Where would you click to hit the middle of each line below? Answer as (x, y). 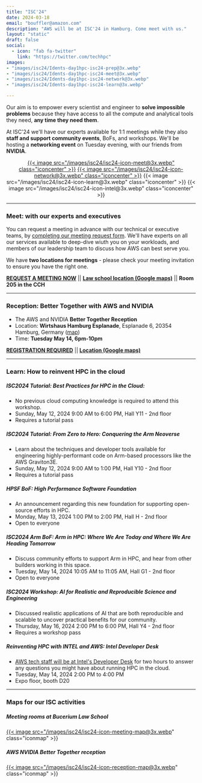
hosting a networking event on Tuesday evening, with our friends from (94, 145)
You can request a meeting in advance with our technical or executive (93, 229)
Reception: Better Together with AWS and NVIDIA (80, 306)
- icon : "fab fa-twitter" (44, 51)
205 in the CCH (26, 285)
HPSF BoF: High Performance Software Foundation (72, 489)
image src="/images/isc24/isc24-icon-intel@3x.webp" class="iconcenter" (101, 188)
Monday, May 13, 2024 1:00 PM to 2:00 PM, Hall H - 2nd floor (91, 517)
